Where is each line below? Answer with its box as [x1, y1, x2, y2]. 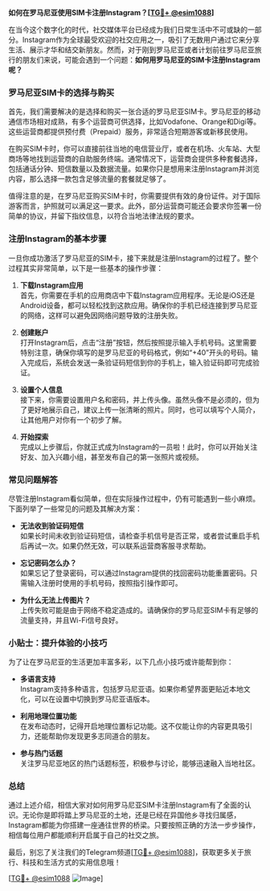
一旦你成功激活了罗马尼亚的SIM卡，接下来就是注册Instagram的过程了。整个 [8, 253, 259, 263]
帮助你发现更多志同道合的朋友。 [47, 731, 154, 742]
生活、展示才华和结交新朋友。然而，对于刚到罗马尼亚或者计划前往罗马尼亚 [8, 45, 255, 55]
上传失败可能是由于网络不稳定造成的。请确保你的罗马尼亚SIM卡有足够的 [19, 605, 259, 615]
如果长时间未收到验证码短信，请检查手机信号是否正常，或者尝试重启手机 [19, 530, 260, 541]
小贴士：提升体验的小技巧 [8, 637, 108, 648]
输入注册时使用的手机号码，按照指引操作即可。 [27, 578, 182, 587]
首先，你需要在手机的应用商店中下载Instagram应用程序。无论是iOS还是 [19, 290, 256, 300]
